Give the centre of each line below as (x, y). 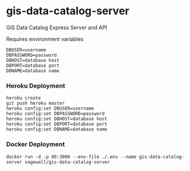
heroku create (24, 98)
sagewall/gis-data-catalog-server (67, 162)
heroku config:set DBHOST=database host (57, 119)
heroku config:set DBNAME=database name (57, 129)
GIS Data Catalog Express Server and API (57, 27)
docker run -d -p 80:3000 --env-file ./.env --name (71, 157)
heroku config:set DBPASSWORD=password (56, 114)
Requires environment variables (45, 39)
